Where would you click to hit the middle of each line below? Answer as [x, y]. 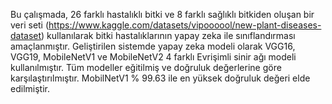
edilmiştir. [30, 88]
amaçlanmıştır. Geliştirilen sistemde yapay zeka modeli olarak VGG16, [153, 46]
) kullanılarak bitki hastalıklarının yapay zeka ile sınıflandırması [168, 35]
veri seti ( [30, 25]
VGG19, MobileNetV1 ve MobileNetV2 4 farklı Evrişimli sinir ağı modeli [153, 57]
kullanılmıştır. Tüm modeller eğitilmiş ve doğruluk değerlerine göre [146, 67]
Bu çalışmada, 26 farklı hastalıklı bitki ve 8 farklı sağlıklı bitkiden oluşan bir [162, 14]
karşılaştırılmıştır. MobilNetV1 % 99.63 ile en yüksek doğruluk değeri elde [160, 78]
